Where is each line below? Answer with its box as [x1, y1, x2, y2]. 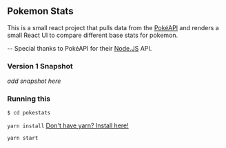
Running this [7, 94, 50, 103]
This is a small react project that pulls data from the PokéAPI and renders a [7, 23, 219, 32]
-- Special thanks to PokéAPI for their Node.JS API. [7, 44, 152, 52]
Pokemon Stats [7, 5, 74, 17]
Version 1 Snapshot [7, 61, 74, 71]
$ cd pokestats [7, 110, 51, 116]
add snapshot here [7, 77, 61, 85]
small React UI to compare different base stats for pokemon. [7, 31, 178, 39]
